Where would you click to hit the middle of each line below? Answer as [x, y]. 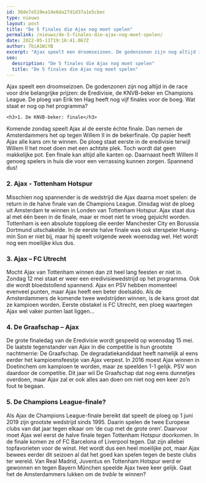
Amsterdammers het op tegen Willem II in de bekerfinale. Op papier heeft [99, 135]
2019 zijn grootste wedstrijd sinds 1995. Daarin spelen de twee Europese [98, 422]
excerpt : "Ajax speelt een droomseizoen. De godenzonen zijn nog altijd [101, 52]
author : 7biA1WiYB [30, 47]
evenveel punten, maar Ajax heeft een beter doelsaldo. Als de [84, 292]
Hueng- [189, 230]
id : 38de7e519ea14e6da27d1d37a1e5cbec [56, 12]
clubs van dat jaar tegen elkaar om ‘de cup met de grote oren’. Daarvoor [97, 428]
